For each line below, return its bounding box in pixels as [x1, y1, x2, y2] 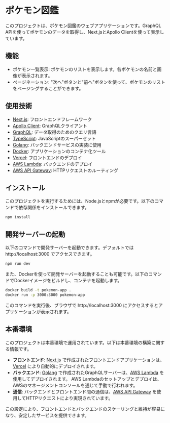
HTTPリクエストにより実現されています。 [26, 395, 113, 401]
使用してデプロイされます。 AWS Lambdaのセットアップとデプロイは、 [12, 376, 162, 382]
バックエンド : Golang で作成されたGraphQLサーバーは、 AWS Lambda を [12, 369, 164, 376]
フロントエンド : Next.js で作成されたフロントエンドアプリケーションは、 [12, 357, 165, 363]
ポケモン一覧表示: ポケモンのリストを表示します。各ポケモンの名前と [12, 66, 157, 72]
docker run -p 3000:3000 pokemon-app [5, 292, 85, 297]
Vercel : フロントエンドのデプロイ [12, 154, 82, 161]
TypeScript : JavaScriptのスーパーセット [12, 135, 96, 141]
